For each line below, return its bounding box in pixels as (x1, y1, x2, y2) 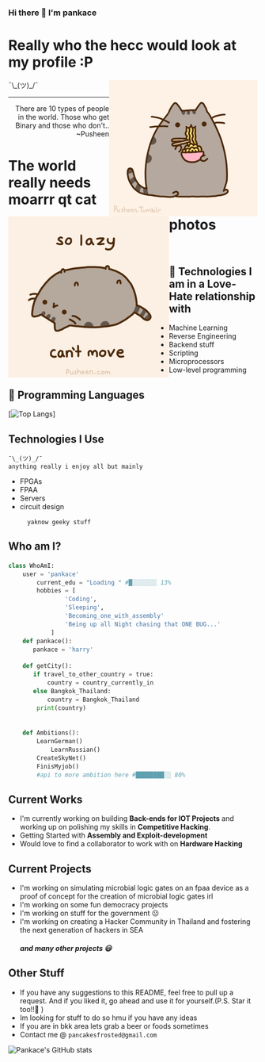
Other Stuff (8, 967, 65, 980)
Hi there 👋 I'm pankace (8, 7, 97, 18)
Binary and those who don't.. (15, 121, 109, 130)
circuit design (19, 502, 65, 512)
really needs (8, 174, 92, 192)
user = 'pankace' (22, 570, 80, 578)
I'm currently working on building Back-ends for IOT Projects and (19, 814, 235, 823)
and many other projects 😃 (19, 943, 112, 953)
